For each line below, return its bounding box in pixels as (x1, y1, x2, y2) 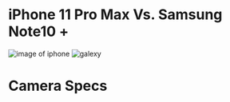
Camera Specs (8, 77, 108, 95)
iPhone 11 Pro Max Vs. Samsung (8, 6, 223, 24)
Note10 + (8, 22, 69, 41)
